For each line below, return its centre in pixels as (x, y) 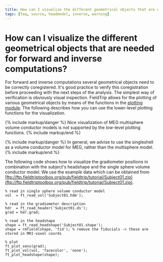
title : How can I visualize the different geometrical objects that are (80, 9)
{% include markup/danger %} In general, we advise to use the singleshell (79, 142)
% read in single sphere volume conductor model (55, 191)
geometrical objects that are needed (80, 48)
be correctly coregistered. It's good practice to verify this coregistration (77, 87)
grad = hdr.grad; (23, 213)
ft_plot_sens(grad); (26, 247)
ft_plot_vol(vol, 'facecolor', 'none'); (47, 251)
